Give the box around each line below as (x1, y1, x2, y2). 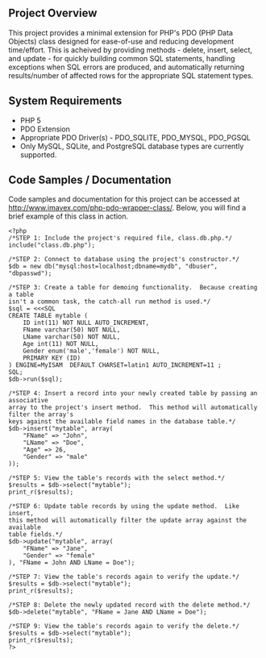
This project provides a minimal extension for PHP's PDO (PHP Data (8, 27, 234, 37)
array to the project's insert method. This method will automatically (8, 403, 258, 412)
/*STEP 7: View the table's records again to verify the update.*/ (8, 573, 240, 581)
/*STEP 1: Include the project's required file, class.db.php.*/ (8, 234, 232, 243)
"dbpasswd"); (8, 269, 52, 277)
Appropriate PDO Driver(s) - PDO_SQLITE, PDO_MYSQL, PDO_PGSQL (19, 132, 251, 142)
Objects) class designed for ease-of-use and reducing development (8, 36, 235, 46)
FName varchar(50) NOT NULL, (23, 326, 121, 334)
